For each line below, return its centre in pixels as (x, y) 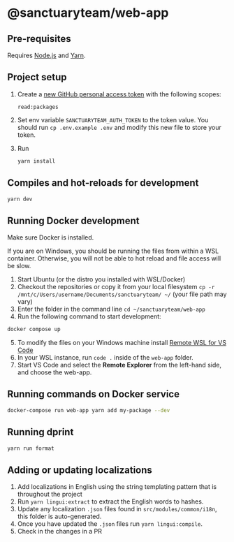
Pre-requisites (39, 39)
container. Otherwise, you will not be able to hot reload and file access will (114, 258)
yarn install (36, 161)
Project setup (37, 77)
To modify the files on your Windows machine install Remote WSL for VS (122, 343)
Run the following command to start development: (89, 316)
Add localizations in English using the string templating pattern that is (117, 487)
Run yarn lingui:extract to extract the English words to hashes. (110, 501)
